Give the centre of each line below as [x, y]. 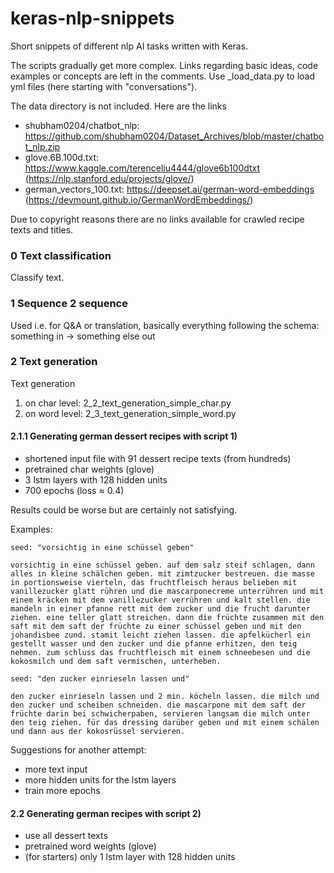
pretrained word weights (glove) [90, 846]
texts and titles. [42, 229]
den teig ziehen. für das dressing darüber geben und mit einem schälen [165, 723]
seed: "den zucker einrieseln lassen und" [100, 679]
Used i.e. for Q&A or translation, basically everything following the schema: [165, 325]
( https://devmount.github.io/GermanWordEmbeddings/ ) [139, 199]
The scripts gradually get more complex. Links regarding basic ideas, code [164, 65]
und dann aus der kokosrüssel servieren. [98, 732]
